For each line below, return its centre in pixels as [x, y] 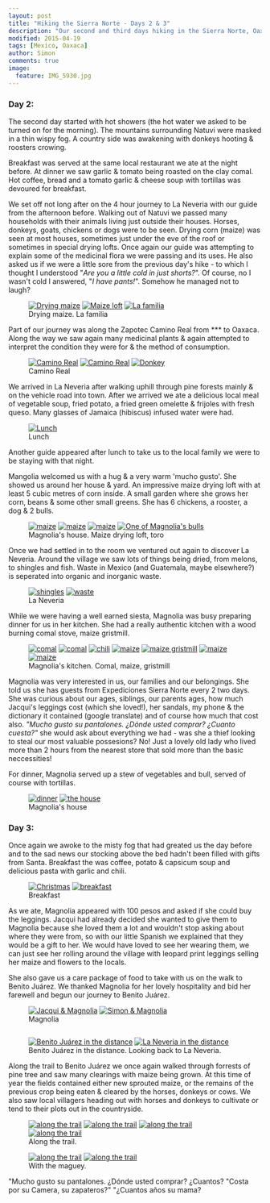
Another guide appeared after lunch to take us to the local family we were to [134, 452]
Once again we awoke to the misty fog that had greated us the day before [130, 845]
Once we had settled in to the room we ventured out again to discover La [129, 550]
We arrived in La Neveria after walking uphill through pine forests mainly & [131, 386]
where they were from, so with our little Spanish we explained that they [126, 937]
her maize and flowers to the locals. [67, 962]
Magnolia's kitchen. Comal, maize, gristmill [99, 665]
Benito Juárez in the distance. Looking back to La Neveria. [125, 1051]
